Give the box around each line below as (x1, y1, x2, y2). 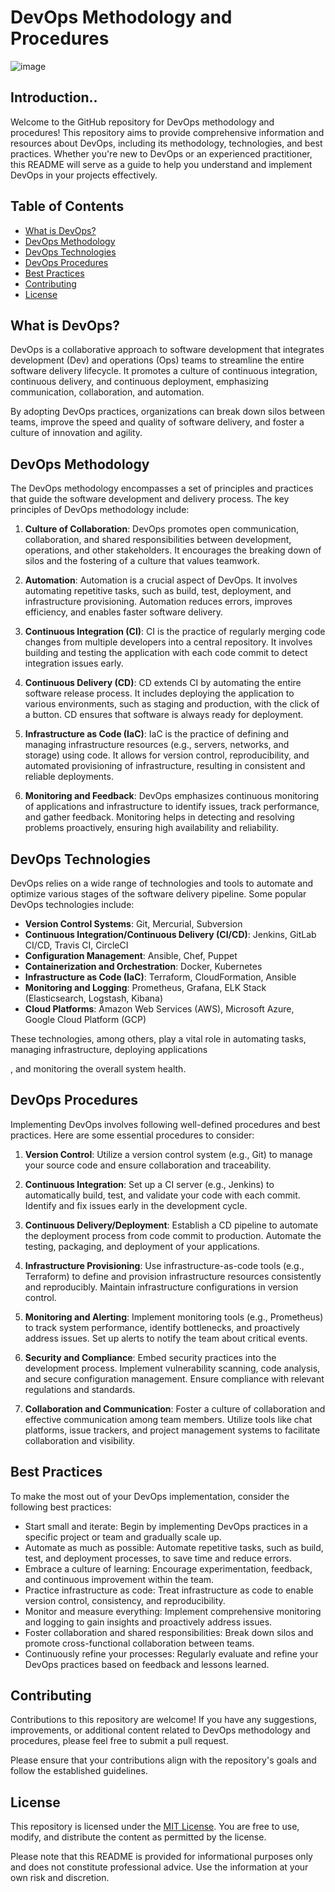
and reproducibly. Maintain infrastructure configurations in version (24, 1281, 299, 1293)
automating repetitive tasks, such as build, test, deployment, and (24, 585, 292, 597)
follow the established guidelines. (10, 1765, 148, 1777)
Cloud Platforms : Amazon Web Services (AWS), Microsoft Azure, (24, 1003, 295, 1015)
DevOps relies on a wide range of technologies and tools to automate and (10, 877, 313, 889)
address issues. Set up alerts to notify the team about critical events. (24, 1332, 308, 1344)
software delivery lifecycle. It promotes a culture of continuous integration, (10, 365, 318, 377)
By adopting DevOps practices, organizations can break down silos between (10, 406, 326, 418)
